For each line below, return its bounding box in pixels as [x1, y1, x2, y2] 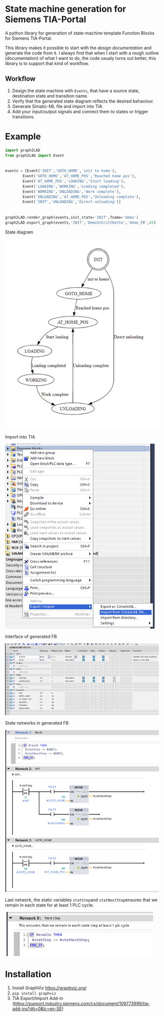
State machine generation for [5, 3, 126, 15]
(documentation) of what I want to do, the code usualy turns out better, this [5, 55, 156, 61]
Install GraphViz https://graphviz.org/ [12, 985, 87, 990]
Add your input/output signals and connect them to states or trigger [12, 108, 148, 114]
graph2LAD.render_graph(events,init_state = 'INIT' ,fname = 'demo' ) [5, 215, 139, 220]
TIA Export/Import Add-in [12, 995, 63, 1001]
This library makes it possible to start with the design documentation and [5, 45, 152, 51]
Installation [5, 968, 52, 980]
